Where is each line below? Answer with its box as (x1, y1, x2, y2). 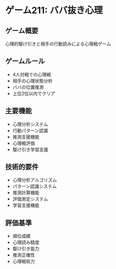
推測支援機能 (12, 134, 39, 140)
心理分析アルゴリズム (12, 177, 57, 183)
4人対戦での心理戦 (12, 71, 51, 78)
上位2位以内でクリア (12, 90, 55, 96)
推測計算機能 (12, 189, 39, 196)
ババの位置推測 (12, 84, 44, 90)
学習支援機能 (12, 202, 39, 208)
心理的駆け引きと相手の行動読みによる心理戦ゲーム (5, 41, 111, 47)
